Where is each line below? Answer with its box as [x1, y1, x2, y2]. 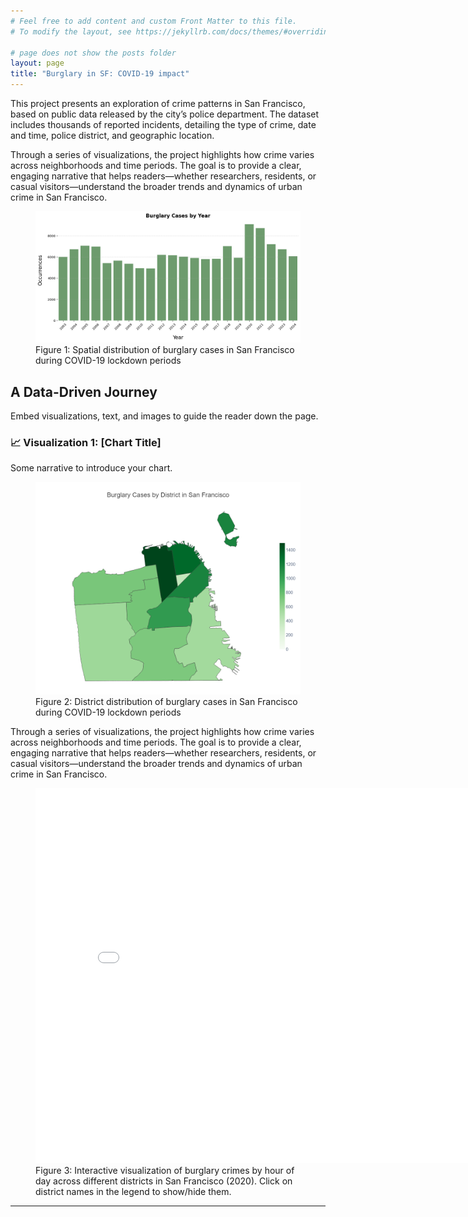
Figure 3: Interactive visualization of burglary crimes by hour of [35, 1164, 295, 1176]
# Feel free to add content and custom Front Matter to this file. [10, 16, 298, 26]
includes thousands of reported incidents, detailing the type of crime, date [10, 119, 317, 130]
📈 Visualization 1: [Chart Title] [10, 436, 162, 450]
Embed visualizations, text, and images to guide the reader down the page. [10, 410, 319, 422]
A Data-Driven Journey [10, 383, 158, 400]
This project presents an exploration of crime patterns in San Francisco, [10, 98, 306, 109]
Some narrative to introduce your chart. [10, 462, 173, 474]
